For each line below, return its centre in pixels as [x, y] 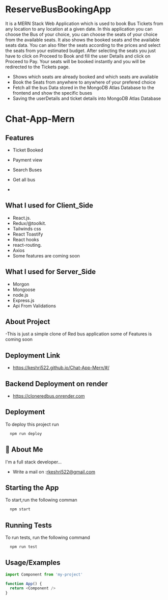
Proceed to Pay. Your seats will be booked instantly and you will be [75, 61]
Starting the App [32, 488]
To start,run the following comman [41, 500]
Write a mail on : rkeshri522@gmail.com [54, 472]
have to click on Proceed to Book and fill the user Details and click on [78, 56]
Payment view [27, 160]
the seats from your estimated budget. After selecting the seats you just [81, 50]
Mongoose [24, 290]
